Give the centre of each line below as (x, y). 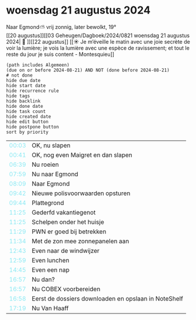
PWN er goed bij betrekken (69, 232)
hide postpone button (33, 127)
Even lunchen (50, 260)
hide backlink (24, 101)
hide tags (18, 96)
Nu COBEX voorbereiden (66, 289)
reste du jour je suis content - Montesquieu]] (60, 54)
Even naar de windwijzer (66, 250)
